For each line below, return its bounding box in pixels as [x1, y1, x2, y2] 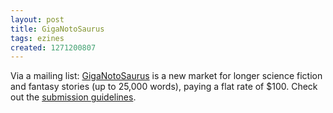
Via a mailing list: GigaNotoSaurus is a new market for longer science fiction [10, 70, 323, 82]
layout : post [10, 14, 65, 25]
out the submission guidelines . [10, 91, 137, 103]
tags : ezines [10, 33, 65, 43]
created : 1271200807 [10, 42, 97, 53]
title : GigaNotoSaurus [10, 24, 105, 34]
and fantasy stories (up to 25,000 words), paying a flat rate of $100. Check [10, 81, 318, 93]
